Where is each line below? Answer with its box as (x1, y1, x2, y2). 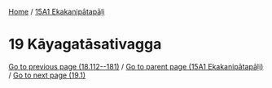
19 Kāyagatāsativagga (8, 36, 162, 53)
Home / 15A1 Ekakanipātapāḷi (8, 7, 105, 16)
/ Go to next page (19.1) (8, 70, 86, 80)
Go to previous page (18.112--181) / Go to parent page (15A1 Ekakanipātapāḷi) (8, 61, 264, 71)
